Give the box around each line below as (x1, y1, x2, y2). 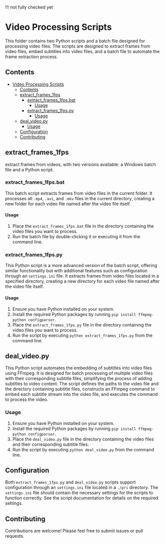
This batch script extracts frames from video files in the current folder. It (5, 190, 153, 196)
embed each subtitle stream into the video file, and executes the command (5, 391, 158, 397)
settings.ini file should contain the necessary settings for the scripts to (5, 490, 154, 496)
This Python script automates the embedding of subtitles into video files (5, 365, 152, 371)
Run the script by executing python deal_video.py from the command (12, 446, 155, 452)
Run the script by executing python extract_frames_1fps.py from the (12, 332, 153, 338)
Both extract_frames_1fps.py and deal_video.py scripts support (5, 479, 136, 485)
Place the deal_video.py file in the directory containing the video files (12, 436, 154, 442)
